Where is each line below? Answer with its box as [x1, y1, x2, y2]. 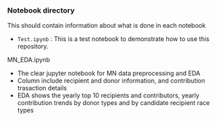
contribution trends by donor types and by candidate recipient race [17, 99, 210, 107]
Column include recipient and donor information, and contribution [17, 76, 205, 85]
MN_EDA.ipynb [7, 56, 51, 64]
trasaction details [17, 84, 67, 92]
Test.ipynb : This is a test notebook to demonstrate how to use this [17, 35, 210, 43]
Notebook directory [7, 6, 75, 15]
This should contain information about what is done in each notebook [7, 22, 207, 30]
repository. [17, 42, 49, 51]
